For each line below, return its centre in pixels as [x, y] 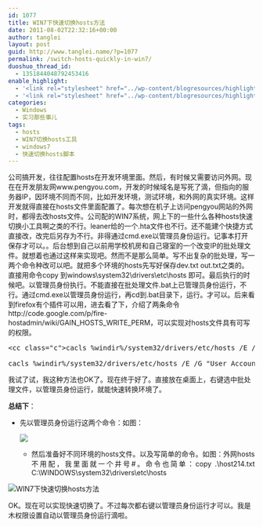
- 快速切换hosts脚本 [45, 154]
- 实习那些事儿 [36, 118]
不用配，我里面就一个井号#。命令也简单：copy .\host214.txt [143, 464]
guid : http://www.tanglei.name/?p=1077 [73, 52]
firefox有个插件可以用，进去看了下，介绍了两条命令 [97, 305]
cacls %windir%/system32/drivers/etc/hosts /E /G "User [117, 364]
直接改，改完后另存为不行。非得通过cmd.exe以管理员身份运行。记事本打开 [128, 236]
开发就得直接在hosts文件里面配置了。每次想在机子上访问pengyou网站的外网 [130, 207]
